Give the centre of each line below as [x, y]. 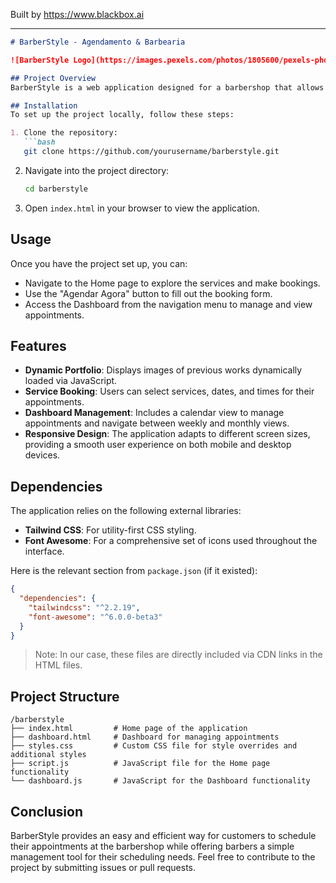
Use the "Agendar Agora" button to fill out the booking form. [148, 293]
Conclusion [47, 811]
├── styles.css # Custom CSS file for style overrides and [154, 746]
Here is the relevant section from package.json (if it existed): [134, 571]
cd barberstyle [56, 189]
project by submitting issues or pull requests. [103, 868]
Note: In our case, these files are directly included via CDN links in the [178, 655]
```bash [39, 142]
